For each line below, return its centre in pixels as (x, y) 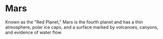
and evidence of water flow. (34, 32)
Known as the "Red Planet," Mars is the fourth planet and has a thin (74, 22)
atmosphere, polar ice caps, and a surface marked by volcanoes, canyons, (82, 27)
